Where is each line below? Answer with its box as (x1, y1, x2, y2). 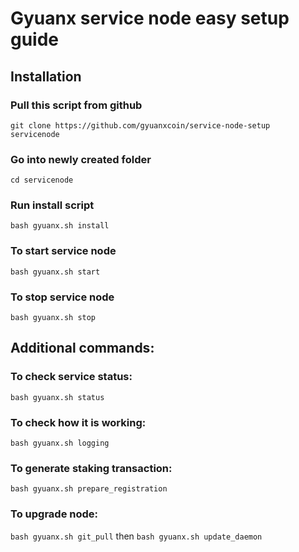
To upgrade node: (10, 507, 98, 521)
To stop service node (10, 290, 115, 304)
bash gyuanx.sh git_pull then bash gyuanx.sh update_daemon (10, 530, 263, 542)
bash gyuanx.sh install (10, 221, 110, 231)
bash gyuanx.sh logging (10, 438, 110, 449)
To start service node (10, 244, 117, 258)
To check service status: (10, 370, 133, 384)
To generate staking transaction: (10, 461, 173, 475)
